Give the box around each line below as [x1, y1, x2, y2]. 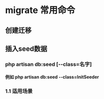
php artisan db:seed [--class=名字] [5, 60, 92, 67]
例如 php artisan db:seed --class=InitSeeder [5, 74, 99, 80]
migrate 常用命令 [5, 4, 75, 16]
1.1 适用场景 [5, 88, 33, 95]
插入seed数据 [5, 44, 47, 53]
